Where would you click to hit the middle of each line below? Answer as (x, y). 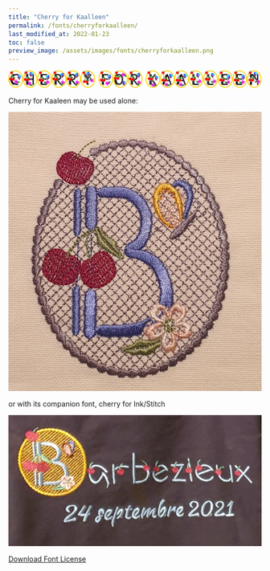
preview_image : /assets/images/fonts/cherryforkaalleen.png (111, 51)
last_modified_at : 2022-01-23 (59, 34)
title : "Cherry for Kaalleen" (59, 17)
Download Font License (47, 559)
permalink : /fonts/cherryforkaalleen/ (73, 25)
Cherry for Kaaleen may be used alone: (73, 101)
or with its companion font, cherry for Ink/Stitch (87, 404)
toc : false (27, 43)
